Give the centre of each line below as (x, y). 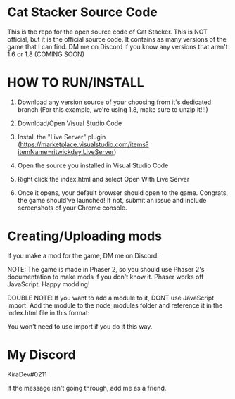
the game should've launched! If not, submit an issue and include (112, 200)
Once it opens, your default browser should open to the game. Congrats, (123, 192)
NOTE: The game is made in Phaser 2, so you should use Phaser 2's (106, 269)
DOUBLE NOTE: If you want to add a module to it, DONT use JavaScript (111, 298)
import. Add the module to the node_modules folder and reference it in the (115, 305)
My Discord (42, 355)
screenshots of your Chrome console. (72, 208)
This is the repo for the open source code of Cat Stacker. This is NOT (107, 32)
